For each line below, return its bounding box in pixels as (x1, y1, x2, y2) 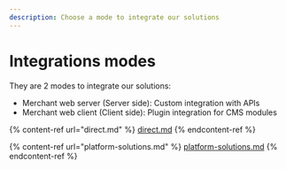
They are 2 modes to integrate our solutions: (9, 81, 171, 91)
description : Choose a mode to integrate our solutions (9, 12, 220, 22)
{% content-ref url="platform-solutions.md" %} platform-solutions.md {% (9, 141, 278, 151)
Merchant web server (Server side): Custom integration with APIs (21, 97, 260, 108)
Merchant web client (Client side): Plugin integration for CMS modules (21, 107, 277, 118)
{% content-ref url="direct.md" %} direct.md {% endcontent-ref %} (9, 124, 257, 134)
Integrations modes (9, 50, 157, 71)
